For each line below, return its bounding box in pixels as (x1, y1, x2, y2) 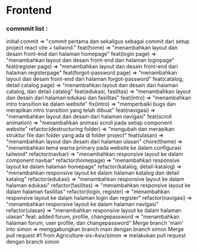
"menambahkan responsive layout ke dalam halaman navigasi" (6, 201, 159, 208)
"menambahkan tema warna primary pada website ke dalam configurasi (6, 144, 181, 151)
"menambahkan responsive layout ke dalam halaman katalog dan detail (6, 169, 180, 177)
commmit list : (6, 25, 48, 33)
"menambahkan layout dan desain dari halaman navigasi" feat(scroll (6, 113, 172, 120)
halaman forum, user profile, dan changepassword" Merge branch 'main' (6, 219, 184, 227)
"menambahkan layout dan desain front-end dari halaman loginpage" (6, 57, 175, 64)
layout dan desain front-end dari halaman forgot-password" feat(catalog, (6, 75, 184, 82)
